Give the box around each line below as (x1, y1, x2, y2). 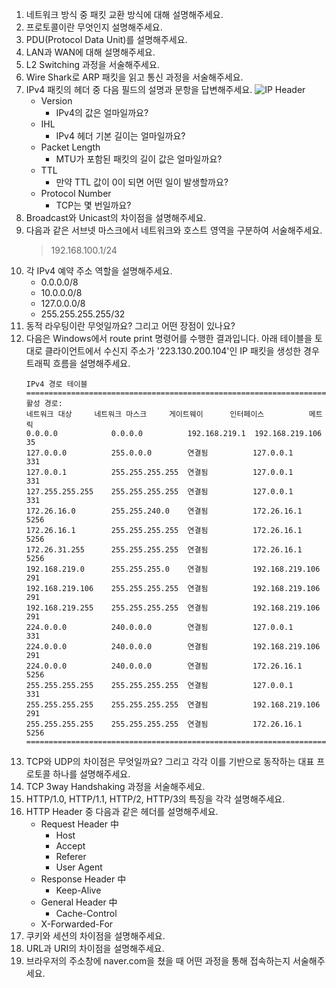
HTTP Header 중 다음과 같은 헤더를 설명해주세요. (25, 806, 219, 817)
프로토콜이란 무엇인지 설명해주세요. (25, 21, 163, 33)
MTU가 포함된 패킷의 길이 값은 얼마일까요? (55, 153, 223, 165)
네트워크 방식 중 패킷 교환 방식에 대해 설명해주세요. (25, 9, 224, 20)
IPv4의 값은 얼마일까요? (55, 107, 149, 118)
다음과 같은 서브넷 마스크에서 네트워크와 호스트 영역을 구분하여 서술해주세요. (25, 224, 323, 236)
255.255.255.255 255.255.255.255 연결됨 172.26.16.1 (25, 719, 303, 729)
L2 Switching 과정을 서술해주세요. (25, 59, 160, 70)
